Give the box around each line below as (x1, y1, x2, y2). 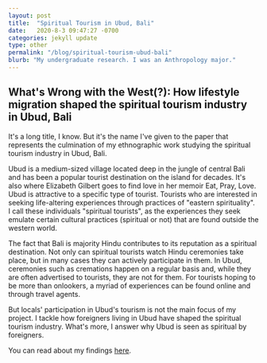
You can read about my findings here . (8, 345, 132, 355)
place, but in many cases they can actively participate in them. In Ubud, (8, 256, 242, 265)
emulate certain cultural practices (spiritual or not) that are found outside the (8, 214, 259, 224)
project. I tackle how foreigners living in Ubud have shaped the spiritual (8, 313, 242, 322)
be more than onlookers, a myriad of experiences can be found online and (8, 280, 251, 291)
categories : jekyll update (8, 33, 98, 42)
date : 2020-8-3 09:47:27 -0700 (8, 26, 119, 34)
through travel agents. (8, 289, 81, 299)
